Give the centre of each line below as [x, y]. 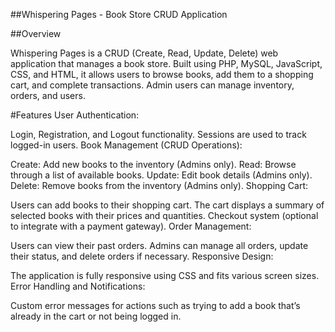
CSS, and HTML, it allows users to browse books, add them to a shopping [162, 74]
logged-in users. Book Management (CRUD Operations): [126, 145]
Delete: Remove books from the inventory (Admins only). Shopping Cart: [159, 185]
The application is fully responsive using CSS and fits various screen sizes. [165, 275]
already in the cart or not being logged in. [96, 316]
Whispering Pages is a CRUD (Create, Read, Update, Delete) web [144, 53]
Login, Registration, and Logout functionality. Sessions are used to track [158, 134]
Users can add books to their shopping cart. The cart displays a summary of [167, 205]
